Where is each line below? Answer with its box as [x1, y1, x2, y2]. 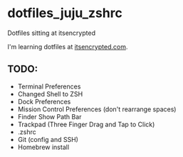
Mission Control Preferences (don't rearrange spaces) [17, 105, 177, 113]
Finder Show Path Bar [17, 112, 82, 121]
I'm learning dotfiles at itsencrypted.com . [7, 42, 128, 51]
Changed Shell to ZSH [17, 89, 83, 98]
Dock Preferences [17, 97, 71, 106]
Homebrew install [17, 143, 70, 151]
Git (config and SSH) [17, 135, 78, 143]
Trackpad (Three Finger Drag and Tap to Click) [17, 120, 155, 128]
